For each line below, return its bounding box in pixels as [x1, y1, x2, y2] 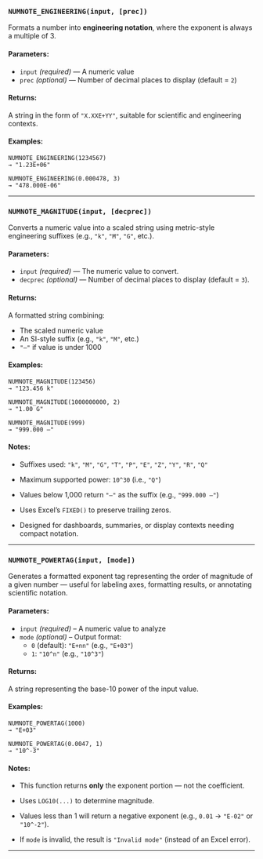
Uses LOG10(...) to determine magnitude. [19, 796, 155, 806]
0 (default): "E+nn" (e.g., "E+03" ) [31, 640, 134, 650]
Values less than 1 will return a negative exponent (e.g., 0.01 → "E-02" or [19, 811, 254, 821]
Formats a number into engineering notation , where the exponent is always [8, 23, 253, 32]
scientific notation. [8, 588, 68, 598]
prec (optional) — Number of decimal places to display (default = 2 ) [19, 75, 237, 85]
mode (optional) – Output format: [19, 632, 122, 642]
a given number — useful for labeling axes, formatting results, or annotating [8, 580, 252, 589]
